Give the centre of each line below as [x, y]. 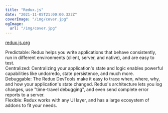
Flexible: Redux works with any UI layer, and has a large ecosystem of [77, 100]
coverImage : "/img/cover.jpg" [37, 19]
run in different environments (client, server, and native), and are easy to [80, 57]
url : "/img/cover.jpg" [33, 28]
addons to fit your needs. [31, 105]
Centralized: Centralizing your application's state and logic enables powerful [84, 68]
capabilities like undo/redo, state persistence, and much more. [70, 73]
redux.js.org [18, 42]
